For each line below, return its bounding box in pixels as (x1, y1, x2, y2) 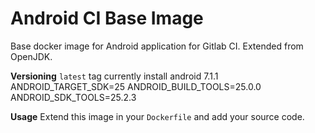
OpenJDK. (10, 50, 53, 62)
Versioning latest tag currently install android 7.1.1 (10, 70, 219, 82)
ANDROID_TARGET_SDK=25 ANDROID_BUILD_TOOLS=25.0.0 (10, 80, 262, 92)
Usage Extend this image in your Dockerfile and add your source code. (10, 110, 305, 122)
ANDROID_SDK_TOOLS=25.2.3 (10, 91, 137, 103)
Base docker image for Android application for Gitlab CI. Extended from (10, 40, 304, 52)
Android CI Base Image (10, 7, 204, 30)
